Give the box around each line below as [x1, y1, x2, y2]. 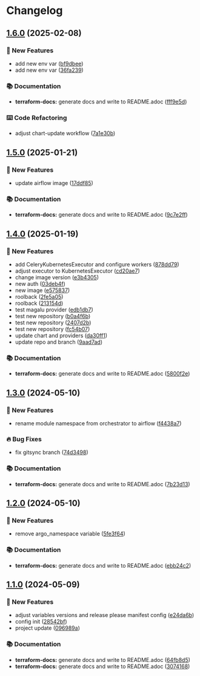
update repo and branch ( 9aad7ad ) [15, 338, 103, 346]
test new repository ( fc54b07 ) [15, 326, 90, 333]
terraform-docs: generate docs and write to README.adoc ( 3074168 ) [15, 663, 190, 670]
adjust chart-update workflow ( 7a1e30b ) [15, 130, 116, 137]
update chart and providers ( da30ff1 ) [15, 332, 108, 340]
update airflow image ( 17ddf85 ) [15, 179, 94, 187]
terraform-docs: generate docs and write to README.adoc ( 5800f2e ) [15, 370, 190, 377]
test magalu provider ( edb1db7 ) [15, 306, 94, 313]
